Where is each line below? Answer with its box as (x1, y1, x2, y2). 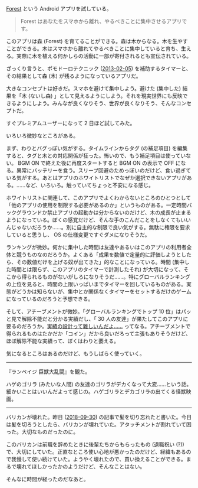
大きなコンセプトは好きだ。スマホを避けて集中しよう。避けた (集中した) (6, 85, 181, 92)
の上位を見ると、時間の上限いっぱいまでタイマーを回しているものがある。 (6, 281, 187, 288)
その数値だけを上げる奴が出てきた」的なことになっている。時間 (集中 (16, 259, 184, 265)
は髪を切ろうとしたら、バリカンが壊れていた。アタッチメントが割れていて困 (6, 421, 192, 428)
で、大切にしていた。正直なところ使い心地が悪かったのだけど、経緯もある (6, 448, 187, 455)
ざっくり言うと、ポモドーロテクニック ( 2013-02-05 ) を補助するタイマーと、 (6, 65, 192, 72)
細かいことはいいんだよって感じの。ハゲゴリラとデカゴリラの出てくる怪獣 (6, 388, 187, 395)
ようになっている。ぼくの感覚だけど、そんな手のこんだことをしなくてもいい (6, 216, 192, 223)
